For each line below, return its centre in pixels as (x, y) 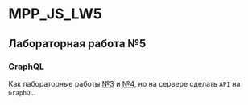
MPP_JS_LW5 (55, 14)
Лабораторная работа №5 (77, 44)
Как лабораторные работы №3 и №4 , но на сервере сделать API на (124, 83)
